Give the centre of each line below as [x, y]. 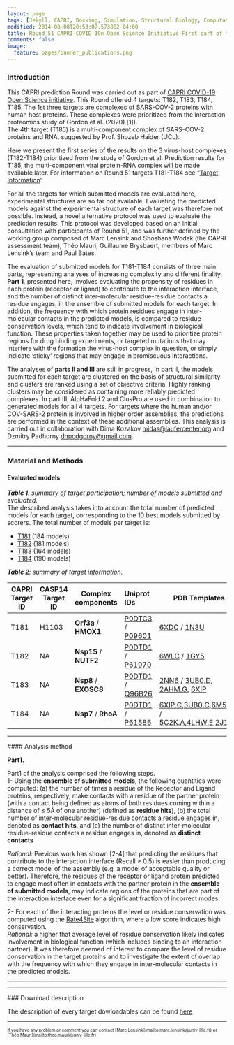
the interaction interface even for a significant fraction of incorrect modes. [114, 898]
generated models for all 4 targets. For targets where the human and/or [110, 407]
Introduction [29, 77]
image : [17, 46]
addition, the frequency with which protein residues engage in [96, 311]
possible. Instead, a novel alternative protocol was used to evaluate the [109, 216]
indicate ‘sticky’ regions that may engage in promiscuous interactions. [108, 356]
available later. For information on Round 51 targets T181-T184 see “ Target [113, 173]
